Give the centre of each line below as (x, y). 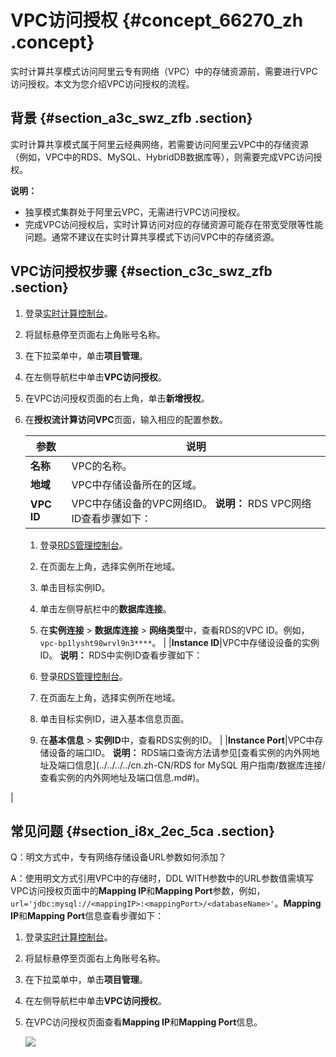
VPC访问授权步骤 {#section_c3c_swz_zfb (141, 271)
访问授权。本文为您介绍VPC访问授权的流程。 (102, 83)
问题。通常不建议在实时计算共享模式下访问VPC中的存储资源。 (152, 237)
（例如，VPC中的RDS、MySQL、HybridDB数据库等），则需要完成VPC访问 (162, 157)
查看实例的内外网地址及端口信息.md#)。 (122, 777)
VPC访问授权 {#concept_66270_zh (157, 20)
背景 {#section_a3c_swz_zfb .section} (131, 118)
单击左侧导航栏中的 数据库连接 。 (105, 608)
